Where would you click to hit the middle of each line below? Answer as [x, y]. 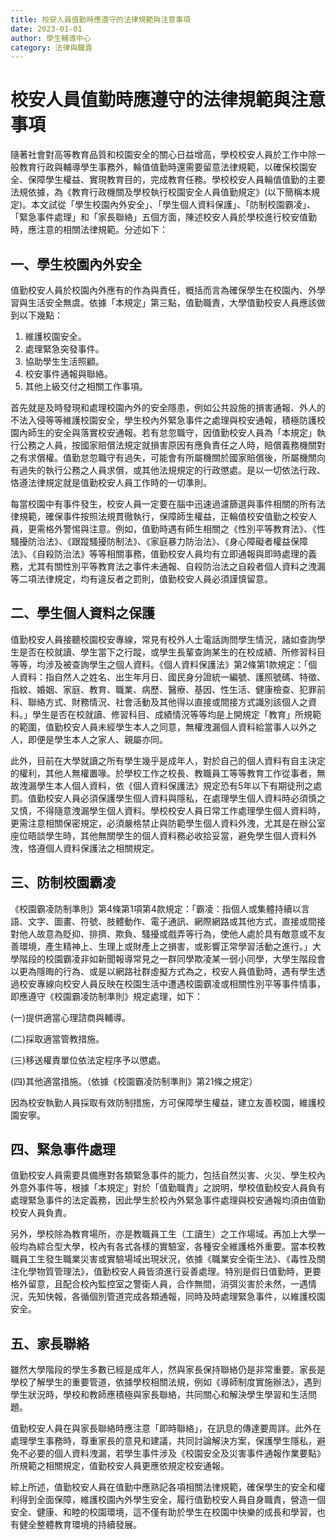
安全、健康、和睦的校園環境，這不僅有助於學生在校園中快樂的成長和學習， [163, 1512]
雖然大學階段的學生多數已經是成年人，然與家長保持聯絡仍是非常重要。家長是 [168, 1370]
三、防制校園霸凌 [63, 882]
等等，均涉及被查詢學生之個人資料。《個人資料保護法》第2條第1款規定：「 [159, 664]
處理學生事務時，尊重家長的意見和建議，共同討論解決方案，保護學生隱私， [163, 1441]
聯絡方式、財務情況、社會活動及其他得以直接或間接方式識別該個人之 [167, 702]
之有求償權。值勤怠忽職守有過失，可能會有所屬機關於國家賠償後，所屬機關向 [168, 457]
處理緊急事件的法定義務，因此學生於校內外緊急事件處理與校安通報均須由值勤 [168, 1200]
